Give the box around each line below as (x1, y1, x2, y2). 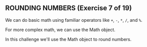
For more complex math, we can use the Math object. (5, 27, 115, 33)
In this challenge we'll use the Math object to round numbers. (5, 36, 132, 42)
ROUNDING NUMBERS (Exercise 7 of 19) (5, 4, 132, 12)
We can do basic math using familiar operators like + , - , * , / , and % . (5, 17, 143, 23)
